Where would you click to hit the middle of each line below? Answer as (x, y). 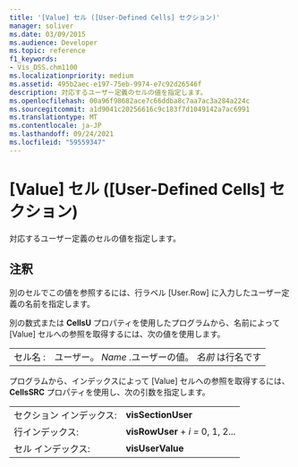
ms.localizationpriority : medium (72, 76)
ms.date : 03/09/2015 (48, 34)
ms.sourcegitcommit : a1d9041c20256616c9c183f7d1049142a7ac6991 (130, 109)
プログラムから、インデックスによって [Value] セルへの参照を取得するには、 (149, 380)
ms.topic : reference (48, 51)
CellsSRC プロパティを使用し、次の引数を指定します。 (110, 392)
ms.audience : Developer (54, 42)
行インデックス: (46, 432)
